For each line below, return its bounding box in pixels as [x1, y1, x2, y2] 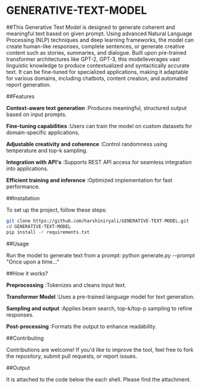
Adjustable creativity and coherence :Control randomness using [6, 140, 168, 147]
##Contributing [6, 334, 44, 342]
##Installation [6, 194, 40, 202]
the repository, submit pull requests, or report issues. [6, 353, 137, 360]
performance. [6, 183, 40, 190]
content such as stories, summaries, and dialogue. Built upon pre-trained [6, 49, 187, 56]
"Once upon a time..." [6, 258, 59, 265]
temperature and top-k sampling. [6, 147, 88, 154]
